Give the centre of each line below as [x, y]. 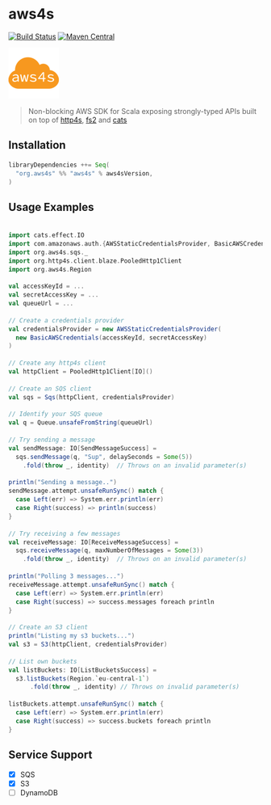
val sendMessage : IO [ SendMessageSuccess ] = [83, 448]
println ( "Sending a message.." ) [63, 483]
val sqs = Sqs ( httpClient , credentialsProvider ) [92, 397]
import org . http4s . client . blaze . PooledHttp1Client [95, 261]
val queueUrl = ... [41, 304]
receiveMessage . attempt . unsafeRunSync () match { [92, 584]
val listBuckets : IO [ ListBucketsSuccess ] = [83, 670]
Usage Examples [51, 207]
